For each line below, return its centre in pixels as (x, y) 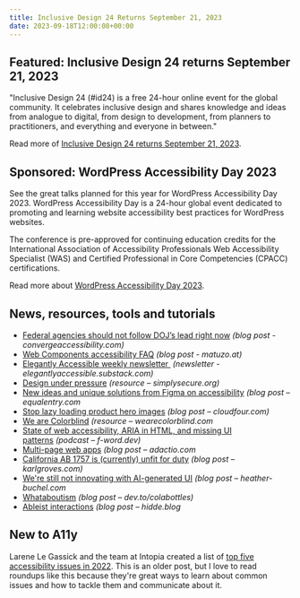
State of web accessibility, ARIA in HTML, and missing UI (127, 430)
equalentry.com (51, 402)
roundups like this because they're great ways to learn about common (138, 576)
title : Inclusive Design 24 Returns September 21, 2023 (116, 17)
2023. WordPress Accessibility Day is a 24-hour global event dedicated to (146, 204)
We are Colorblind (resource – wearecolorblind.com (117, 420)
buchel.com (44, 487)
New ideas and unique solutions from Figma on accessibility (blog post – (156, 392)
